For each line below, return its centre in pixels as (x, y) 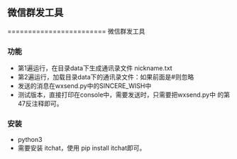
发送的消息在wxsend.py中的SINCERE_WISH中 (84, 86)
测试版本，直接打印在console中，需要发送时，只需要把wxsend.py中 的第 (124, 95)
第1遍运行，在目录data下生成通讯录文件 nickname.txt (95, 68)
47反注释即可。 (40, 104)
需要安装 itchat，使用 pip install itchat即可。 (82, 148)
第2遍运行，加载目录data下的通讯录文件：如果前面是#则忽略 (106, 77)
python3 (30, 140)
